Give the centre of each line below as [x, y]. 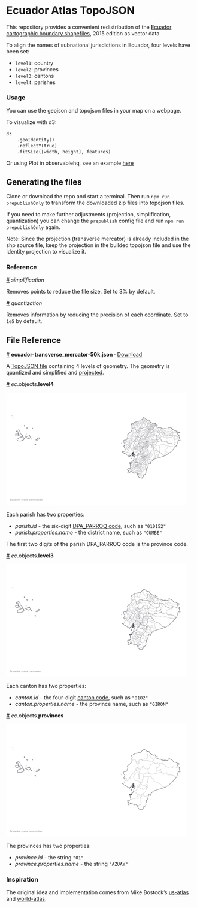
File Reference [34, 340]
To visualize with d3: [31, 122]
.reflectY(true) [37, 146]
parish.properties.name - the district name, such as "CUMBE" [89, 533]
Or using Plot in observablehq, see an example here [70, 163]
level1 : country [34, 63]
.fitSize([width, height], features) [64, 152]
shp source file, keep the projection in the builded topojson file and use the [99, 245]
